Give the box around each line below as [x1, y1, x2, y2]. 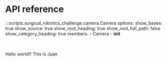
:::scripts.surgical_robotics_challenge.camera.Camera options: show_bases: [5, 20, 162, 26]
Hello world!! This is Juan [5, 51, 58, 57]
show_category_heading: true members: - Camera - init [5, 30, 121, 36]
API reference [5, 3, 64, 15]
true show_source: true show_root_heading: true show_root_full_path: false [5, 25, 161, 31]
